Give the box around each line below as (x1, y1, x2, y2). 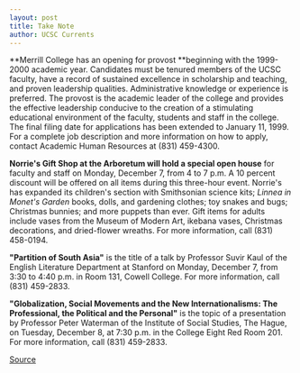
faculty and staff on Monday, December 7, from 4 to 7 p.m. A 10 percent (9, 168, 276, 178)
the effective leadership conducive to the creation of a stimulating (9, 103, 254, 114)
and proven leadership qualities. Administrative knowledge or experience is (9, 83, 289, 95)
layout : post (9, 13, 59, 23)
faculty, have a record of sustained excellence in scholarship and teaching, (9, 74, 287, 85)
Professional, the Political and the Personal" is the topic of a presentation (9, 308, 286, 319)
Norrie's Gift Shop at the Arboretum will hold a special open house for (9, 159, 275, 169)
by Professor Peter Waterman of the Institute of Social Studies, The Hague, (9, 317, 287, 329)
